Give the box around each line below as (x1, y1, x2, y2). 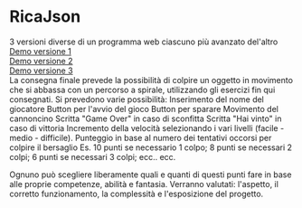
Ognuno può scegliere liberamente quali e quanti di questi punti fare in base (9, 169, 292, 180)
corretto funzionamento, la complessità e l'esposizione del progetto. (9, 188, 264, 199)
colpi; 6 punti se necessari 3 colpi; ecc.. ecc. (9, 151, 176, 162)
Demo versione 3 (9, 65, 74, 76)
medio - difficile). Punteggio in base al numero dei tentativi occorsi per (9, 132, 272, 143)
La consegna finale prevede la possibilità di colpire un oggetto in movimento (9, 74, 294, 85)
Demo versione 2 (9, 55, 73, 66)
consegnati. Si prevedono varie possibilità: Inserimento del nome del (9, 93, 265, 105)
